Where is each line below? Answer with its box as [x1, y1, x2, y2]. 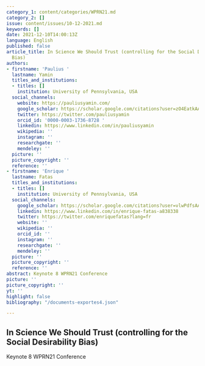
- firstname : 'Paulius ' [6, 65, 70, 72]
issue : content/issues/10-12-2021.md [6, 20, 103, 26]
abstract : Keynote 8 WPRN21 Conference [6, 271, 108, 277]
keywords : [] [6, 26, 40, 32]
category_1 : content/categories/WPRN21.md [6, 9, 116, 15]
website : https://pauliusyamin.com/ [17, 100, 111, 106]
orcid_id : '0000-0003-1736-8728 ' [17, 117, 105, 123]
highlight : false [6, 293, 51, 300]
